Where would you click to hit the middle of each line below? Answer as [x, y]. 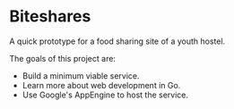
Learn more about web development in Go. [101, 85]
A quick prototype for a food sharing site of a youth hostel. [117, 41]
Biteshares [50, 17]
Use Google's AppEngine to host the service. [105, 95]
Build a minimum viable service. [81, 75]
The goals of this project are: [63, 58]
